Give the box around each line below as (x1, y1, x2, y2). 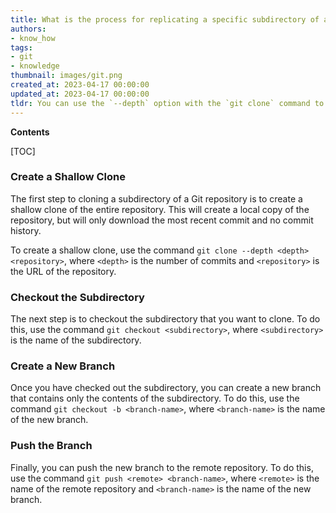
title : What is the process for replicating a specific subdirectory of (10, 14, 320, 25)
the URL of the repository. (10, 265, 117, 277)
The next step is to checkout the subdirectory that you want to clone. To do (10, 313, 321, 325)
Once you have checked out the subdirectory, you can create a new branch (10, 382, 322, 394)
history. (10, 224, 42, 236)
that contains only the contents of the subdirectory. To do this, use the (10, 392, 300, 405)
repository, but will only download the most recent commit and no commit (10, 214, 314, 226)
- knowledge (10, 61, 60, 71)
